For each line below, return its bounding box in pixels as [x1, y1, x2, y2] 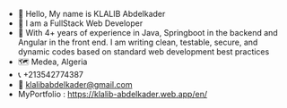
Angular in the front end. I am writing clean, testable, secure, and [17, 37, 258, 47]
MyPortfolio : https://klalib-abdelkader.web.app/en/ [17, 89, 208, 99]
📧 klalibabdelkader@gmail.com [17, 79, 133, 89]
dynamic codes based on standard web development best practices [17, 46, 270, 57]
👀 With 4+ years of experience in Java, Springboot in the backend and [17, 28, 278, 37]
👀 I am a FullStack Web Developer [17, 18, 143, 29]
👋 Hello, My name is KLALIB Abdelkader [17, 9, 166, 19]
